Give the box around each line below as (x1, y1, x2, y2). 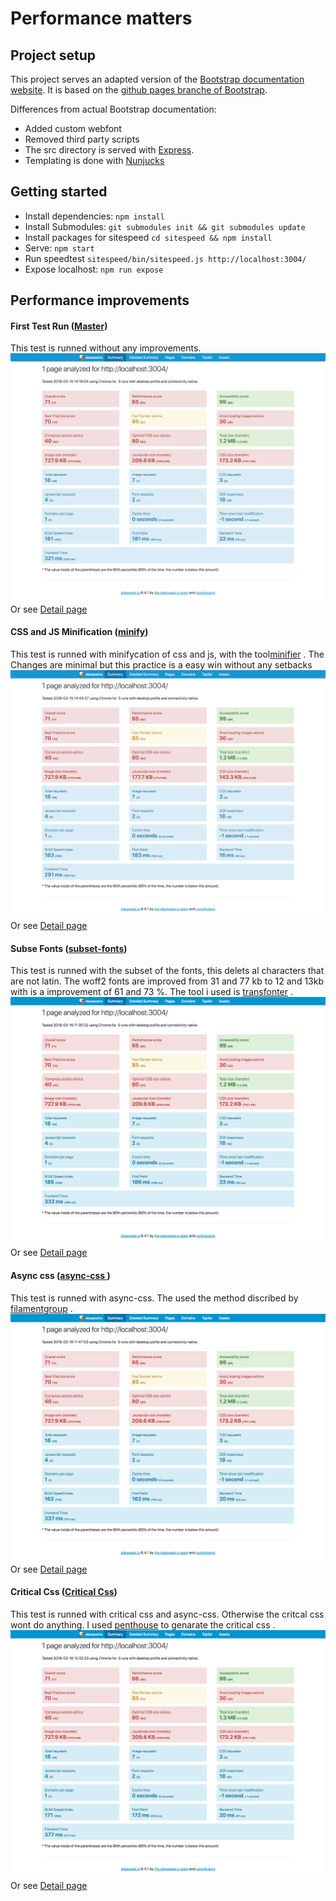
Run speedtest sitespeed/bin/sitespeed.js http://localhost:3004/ (24, 252, 307, 264)
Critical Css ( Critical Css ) (10, 1586, 118, 1598)
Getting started (10, 183, 108, 201)
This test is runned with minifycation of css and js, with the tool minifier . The (10, 648, 325, 660)
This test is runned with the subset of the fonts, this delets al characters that (10, 965, 325, 977)
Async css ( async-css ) (10, 1269, 111, 1281)
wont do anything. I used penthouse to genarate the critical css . (10, 1618, 276, 1631)
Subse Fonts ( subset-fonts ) (10, 942, 128, 954)
